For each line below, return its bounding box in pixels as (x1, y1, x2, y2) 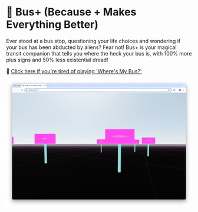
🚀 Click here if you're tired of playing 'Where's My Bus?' (6, 67, 142, 74)
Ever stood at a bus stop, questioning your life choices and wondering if (6, 37, 181, 44)
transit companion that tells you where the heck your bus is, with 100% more (6, 50, 192, 57)
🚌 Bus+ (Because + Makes (6, 5, 137, 19)
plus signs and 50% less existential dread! (6, 56, 108, 63)
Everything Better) (6, 18, 99, 31)
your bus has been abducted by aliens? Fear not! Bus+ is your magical (6, 44, 177, 51)
